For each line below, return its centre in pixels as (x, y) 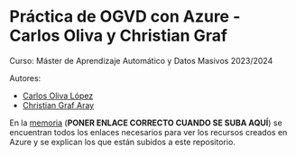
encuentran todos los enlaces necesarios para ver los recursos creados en (148, 132)
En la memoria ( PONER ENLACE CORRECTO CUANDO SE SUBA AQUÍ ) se (146, 123)
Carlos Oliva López (58, 96)
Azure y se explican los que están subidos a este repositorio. (123, 142)
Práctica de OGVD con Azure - (125, 17)
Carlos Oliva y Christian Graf (119, 36)
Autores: (25, 78)
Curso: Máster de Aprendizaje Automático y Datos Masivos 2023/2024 (141, 60)
